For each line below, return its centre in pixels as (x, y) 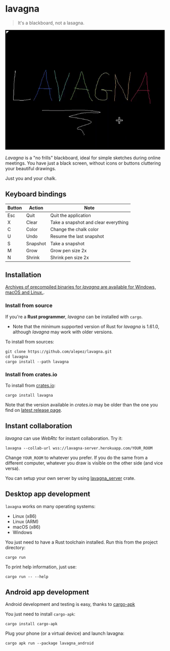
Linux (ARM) (26, 521)
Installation (23, 275)
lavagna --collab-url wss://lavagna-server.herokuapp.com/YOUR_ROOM (79, 448)
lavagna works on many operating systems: (50, 506)
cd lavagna (17, 357)
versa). (13, 468)
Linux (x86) (25, 516)
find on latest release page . (34, 410)
